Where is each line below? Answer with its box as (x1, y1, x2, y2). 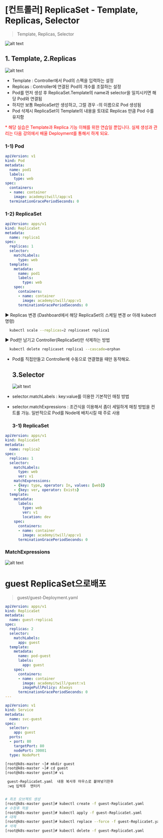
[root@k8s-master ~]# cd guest (5, 766, 68, 771)
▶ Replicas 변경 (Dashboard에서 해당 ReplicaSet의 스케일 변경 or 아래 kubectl (5, 312, 156, 318)
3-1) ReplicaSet (12, 422, 49, 429)
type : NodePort (9, 753, 40, 757)
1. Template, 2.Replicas (5, 54, 77, 63)
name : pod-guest (17, 654, 51, 658)
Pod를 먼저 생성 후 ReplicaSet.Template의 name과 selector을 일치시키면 (12, 89, 151, 95)
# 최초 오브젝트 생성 (5, 797, 41, 802)
